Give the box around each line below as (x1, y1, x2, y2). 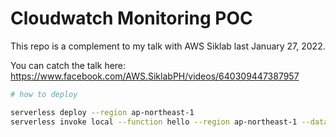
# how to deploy (10, 89, 78, 99)
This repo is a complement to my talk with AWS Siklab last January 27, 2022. (10, 40, 326, 52)
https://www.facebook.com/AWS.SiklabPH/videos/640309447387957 (10, 70, 300, 82)
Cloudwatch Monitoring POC (10, 7, 253, 30)
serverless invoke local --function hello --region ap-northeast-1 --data (10, 117, 329, 127)
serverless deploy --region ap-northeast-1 (10, 107, 195, 117)
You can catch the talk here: (10, 59, 127, 71)
